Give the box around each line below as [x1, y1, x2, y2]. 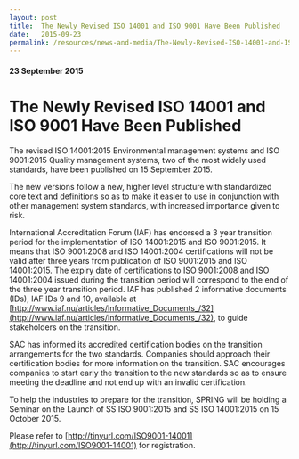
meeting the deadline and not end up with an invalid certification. [9, 376, 247, 388]
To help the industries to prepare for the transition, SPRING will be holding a [9, 394, 287, 405]
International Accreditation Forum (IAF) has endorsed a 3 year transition [9, 226, 273, 237]
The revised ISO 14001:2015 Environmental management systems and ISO [9, 144, 280, 156]
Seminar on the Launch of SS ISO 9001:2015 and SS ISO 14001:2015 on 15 [9, 403, 279, 414]
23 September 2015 [9, 65, 84, 76]
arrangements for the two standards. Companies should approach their [9, 348, 271, 359]
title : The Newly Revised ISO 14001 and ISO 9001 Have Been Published [9, 21, 280, 30]
